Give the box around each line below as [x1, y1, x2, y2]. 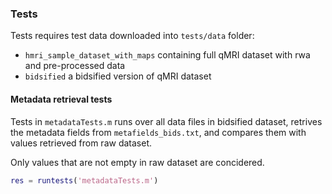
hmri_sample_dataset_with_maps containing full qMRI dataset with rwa [24, 49, 311, 61]
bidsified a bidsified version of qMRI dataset [24, 70, 212, 82]
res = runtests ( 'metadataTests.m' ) [10, 175, 159, 186]
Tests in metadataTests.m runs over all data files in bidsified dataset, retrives [10, 115, 323, 127]
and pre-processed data [24, 60, 126, 72]
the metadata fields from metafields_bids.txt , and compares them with [10, 126, 307, 138]
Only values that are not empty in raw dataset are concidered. [10, 156, 265, 168]
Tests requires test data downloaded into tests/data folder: [10, 30, 255, 42]
